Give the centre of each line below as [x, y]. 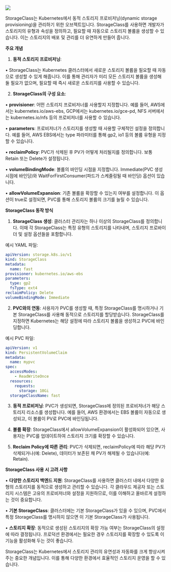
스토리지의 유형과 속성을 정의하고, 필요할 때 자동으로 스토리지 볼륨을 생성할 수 [82, 31]
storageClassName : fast [35, 395]
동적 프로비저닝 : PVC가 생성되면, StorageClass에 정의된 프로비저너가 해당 [86, 406]
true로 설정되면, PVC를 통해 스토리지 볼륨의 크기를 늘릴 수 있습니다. [82, 199]
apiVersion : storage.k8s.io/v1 [39, 255]
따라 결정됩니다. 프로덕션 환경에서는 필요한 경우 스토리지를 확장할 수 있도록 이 [88, 534]
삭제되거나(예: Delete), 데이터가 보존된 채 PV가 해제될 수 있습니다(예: [81, 453]
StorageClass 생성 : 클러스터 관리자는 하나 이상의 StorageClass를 [79, 221]
